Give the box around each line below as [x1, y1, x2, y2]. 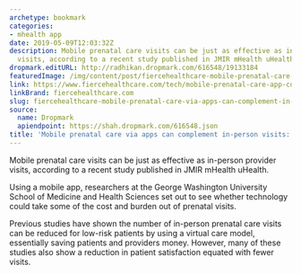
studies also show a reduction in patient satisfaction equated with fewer [9, 246, 275, 257]
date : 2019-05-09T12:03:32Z [9, 38, 115, 48]
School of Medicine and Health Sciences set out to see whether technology [9, 190, 288, 202]
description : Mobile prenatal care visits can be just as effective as [9, 47, 282, 56]
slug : [9, 96, 30, 106]
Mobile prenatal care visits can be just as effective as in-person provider [9, 155, 277, 165]
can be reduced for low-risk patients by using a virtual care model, [9, 227, 255, 238]
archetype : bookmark [9, 13, 87, 22]
